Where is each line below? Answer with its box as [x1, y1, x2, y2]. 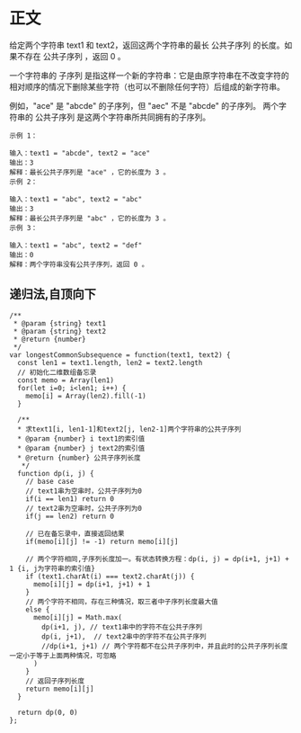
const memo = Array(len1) [17, 375, 115, 385]
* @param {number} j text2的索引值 [17, 443, 146, 452]
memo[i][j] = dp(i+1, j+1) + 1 [32, 579, 151, 589]
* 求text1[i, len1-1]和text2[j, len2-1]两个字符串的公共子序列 [17, 425, 242, 434]
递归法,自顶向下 [9, 287, 97, 302]
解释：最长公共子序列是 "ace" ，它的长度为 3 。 [9, 167, 171, 176]
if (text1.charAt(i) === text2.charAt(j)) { [25, 572, 195, 581]
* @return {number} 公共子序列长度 [17, 453, 141, 462]
